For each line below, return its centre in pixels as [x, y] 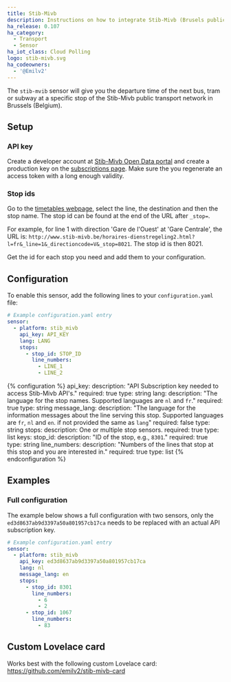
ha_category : [26, 33]
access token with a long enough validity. [66, 176]
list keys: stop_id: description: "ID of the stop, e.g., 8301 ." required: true [108, 437]
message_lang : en [44, 575]
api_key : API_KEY [44, 334]
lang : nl [32, 568]
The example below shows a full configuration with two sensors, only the [111, 515]
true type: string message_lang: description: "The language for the [101, 408]
